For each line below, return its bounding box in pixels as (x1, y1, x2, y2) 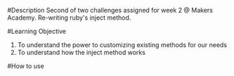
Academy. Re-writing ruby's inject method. (7, 13, 131, 22)
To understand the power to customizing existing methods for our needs (17, 41, 227, 49)
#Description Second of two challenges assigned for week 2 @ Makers (7, 6, 213, 14)
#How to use (7, 62, 44, 70)
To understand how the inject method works (17, 49, 146, 56)
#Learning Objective (7, 27, 67, 35)
